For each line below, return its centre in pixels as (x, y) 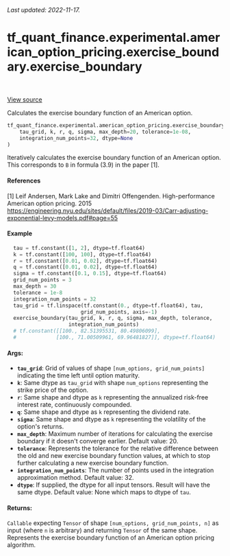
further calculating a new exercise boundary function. (93, 463)
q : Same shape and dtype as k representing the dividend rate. (104, 412)
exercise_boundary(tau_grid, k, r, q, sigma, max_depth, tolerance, (113, 318)
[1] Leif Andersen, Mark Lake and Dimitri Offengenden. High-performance (111, 196)
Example (20, 233)
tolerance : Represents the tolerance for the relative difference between (118, 448)
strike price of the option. (53, 390)
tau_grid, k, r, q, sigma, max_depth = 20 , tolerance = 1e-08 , (105, 132)
